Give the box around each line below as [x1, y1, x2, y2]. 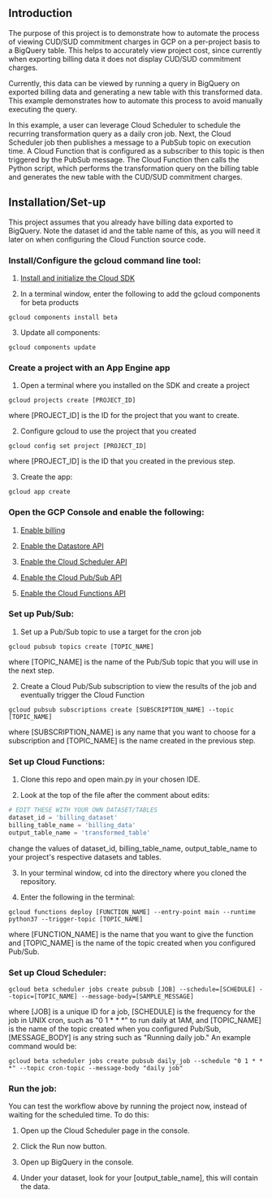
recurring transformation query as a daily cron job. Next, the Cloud [8, 129, 231, 138]
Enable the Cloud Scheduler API [19, 556, 127, 566]
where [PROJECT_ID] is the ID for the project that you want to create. [8, 411, 240, 420]
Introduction [8, 7, 73, 20]
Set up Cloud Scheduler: [8, 967, 107, 978]
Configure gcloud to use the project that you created [19, 426, 196, 436]
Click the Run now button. [19, 1142, 107, 1152]
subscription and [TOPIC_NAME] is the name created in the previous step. [8, 735, 256, 745]
